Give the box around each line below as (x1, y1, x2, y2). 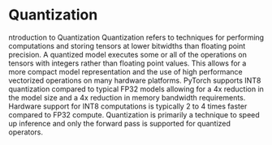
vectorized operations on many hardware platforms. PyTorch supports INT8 (8, 75, 261, 85)
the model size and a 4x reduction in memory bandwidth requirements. (8, 92, 246, 102)
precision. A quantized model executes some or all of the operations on (8, 49, 248, 59)
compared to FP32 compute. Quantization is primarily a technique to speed (8, 109, 260, 119)
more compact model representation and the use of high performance (8, 66, 243, 76)
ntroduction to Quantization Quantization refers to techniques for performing (8, 32, 265, 42)
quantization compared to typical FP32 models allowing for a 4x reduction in (8, 83, 264, 94)
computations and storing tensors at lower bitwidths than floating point (8, 41, 246, 50)
